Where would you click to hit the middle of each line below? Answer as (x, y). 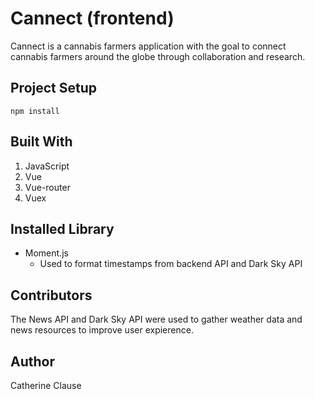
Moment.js (46, 253)
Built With (41, 142)
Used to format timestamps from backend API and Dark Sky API (171, 264)
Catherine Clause (46, 385)
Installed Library (62, 228)
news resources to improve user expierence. (102, 330)
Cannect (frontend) (92, 18)
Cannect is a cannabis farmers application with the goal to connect (148, 46)
